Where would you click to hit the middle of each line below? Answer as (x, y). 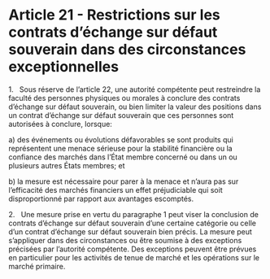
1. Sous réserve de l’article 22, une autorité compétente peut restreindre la (135, 89)
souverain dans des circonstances (127, 50)
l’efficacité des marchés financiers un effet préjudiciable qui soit (115, 190)
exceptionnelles (64, 67)
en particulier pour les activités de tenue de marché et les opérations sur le (134, 257)
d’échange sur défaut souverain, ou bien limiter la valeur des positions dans (135, 107)
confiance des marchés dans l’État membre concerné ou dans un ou (123, 157)
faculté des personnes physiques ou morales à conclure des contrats (124, 98)
